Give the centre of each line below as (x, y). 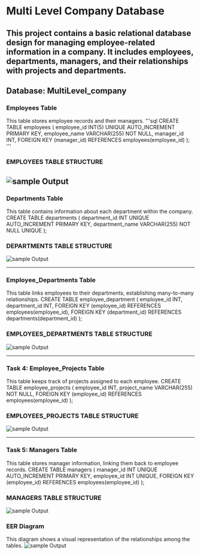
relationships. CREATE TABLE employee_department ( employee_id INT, (95, 299)
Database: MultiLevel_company (66, 91)
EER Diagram (25, 526)
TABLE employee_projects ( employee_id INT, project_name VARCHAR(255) (100, 388)
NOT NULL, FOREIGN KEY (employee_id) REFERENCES (74, 394)
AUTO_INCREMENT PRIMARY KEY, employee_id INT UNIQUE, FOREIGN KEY (100, 476)
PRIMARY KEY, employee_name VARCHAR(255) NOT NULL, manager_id (95, 134)
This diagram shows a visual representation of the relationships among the (98, 539)
